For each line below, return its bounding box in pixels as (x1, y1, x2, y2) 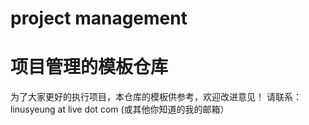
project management (10, 7, 188, 30)
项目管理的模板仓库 (10, 56, 169, 79)
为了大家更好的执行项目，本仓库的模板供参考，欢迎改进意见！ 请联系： (10, 91, 302, 103)
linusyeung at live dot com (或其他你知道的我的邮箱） (10, 103, 230, 116)
